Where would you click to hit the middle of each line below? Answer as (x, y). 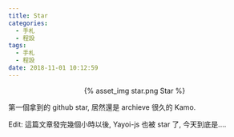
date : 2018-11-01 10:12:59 (53, 68)
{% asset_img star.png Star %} (135, 91)
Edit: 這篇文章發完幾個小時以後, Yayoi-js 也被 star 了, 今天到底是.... (117, 124)
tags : (17, 46)
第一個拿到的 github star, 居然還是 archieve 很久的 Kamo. (102, 107)
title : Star (28, 16)
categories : (28, 23)
